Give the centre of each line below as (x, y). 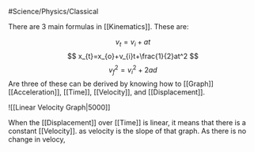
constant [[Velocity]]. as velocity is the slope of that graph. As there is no (127, 131)
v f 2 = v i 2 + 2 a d (133, 70)
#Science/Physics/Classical (53, 11)
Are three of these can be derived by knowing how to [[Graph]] (111, 84)
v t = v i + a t (133, 43)
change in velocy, (37, 139)
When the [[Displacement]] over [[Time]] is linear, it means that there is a (127, 123)
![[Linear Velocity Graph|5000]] (59, 108)
